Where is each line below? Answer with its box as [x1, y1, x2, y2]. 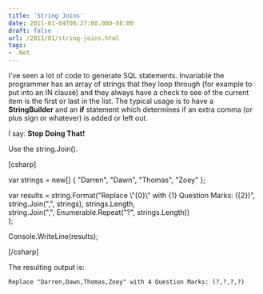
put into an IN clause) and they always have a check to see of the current [8, 88, 249, 97]
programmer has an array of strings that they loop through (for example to [8, 79, 253, 89]
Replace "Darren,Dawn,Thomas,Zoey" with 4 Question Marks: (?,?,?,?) [8, 278, 245, 286]
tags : [8, 42, 26, 50]
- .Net [8, 49, 30, 57]
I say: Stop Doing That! [8, 129, 86, 138]
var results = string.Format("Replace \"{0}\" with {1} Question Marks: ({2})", [8, 191, 256, 200]
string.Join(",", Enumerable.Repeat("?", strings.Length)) [8, 208, 190, 217]
